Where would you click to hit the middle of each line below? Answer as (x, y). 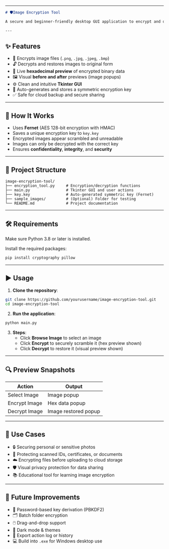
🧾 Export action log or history (43, 535)
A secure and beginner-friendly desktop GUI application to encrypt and (83, 21)
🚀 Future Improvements (43, 497)
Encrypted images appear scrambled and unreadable (68, 138)
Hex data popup (66, 403)
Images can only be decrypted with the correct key (65, 144)
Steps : (19, 333)
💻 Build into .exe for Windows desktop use (57, 541)
